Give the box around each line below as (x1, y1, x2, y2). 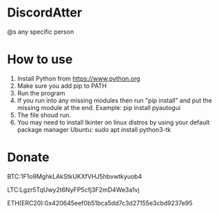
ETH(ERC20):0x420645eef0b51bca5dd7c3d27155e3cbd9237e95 (7, 199, 193, 207)
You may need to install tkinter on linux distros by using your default (17, 118, 210, 126)
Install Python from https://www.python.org (17, 74, 140, 82)
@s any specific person (7, 27, 74, 36)
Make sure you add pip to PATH (17, 81, 107, 90)
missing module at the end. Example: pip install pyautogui (17, 103, 181, 111)
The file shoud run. (17, 111, 71, 119)
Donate (7, 150, 50, 166)
